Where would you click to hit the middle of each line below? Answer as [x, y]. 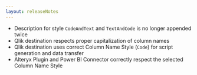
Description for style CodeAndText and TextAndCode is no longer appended [103, 28]
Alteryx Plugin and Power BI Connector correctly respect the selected [98, 59]
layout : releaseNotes [32, 11]
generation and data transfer [49, 53]
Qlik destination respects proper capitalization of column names [92, 40]
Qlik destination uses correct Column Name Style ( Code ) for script [93, 47]
